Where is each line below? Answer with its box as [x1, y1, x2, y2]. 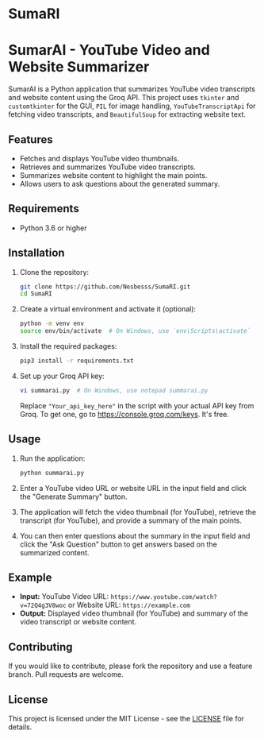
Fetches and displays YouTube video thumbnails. [19, 153, 180, 163]
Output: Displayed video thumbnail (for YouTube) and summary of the [19, 609, 248, 618]
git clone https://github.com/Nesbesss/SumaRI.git [19, 283, 191, 291]
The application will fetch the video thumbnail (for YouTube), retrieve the [19, 507, 256, 516]
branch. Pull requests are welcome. [8, 670, 124, 679]
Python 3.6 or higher [19, 223, 87, 233]
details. [8, 722, 33, 732]
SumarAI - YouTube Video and [8, 41, 210, 60]
